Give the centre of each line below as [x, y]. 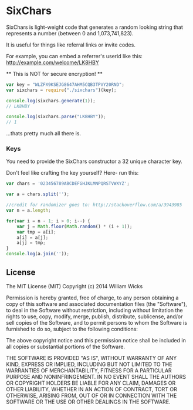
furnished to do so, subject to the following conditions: [72, 329]
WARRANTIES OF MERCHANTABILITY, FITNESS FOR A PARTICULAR [89, 370]
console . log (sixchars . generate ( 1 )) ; [51, 101]
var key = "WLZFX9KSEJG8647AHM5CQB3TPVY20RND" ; [65, 84]
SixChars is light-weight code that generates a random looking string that [95, 27]
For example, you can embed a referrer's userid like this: [74, 56]
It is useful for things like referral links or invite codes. [71, 45]
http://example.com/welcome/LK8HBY [53, 62]
